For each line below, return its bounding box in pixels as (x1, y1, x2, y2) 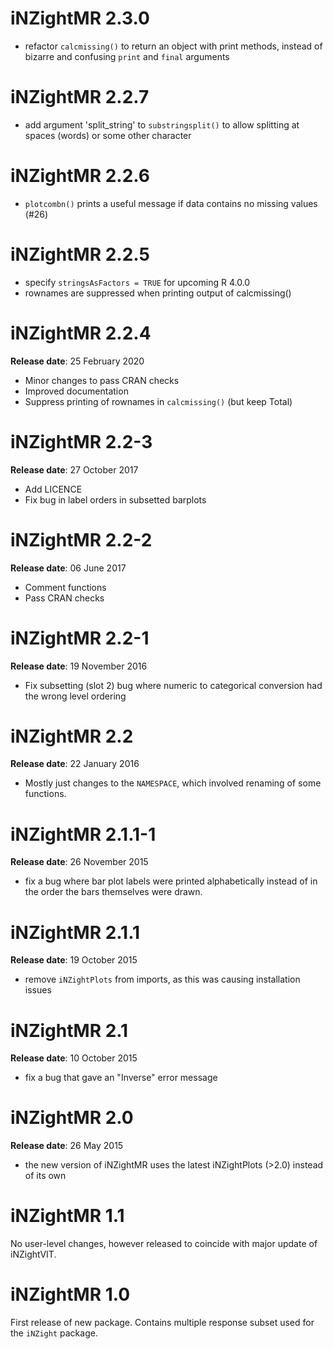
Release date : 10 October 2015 (10, 1052, 138, 1064)
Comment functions (24, 581, 107, 593)
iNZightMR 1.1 (10, 1205, 125, 1227)
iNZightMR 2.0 (10, 1107, 134, 1129)
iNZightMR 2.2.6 (10, 165, 151, 187)
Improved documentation (24, 385, 129, 397)
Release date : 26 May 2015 (10, 1140, 124, 1152)
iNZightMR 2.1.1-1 (10, 823, 157, 846)
